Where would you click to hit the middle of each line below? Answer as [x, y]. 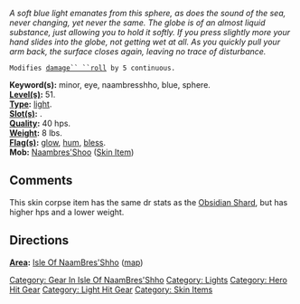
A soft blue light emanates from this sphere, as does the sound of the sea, [148, 13]
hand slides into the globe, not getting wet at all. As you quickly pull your [145, 42]
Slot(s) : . [26, 114]
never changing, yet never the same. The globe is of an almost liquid [137, 23]
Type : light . [31, 104]
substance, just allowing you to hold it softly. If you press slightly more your [150, 32]
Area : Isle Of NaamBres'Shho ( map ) [76, 262]
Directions [39, 240]
